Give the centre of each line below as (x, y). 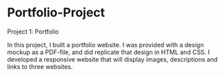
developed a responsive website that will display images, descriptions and (112, 59)
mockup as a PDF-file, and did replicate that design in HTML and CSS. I (109, 52)
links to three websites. (40, 66)
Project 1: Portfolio (33, 31)
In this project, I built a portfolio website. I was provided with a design (106, 45)
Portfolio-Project (56, 13)
